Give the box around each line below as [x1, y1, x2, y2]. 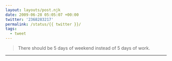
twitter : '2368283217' [5, 17, 54, 22]
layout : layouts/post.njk [5, 7, 60, 13]
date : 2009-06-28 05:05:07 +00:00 [5, 12, 79, 17]
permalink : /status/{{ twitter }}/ [5, 21, 81, 27]
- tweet [10, 31, 27, 36]
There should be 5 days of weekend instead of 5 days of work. [17, 45, 150, 51]
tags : [5, 26, 17, 32]
